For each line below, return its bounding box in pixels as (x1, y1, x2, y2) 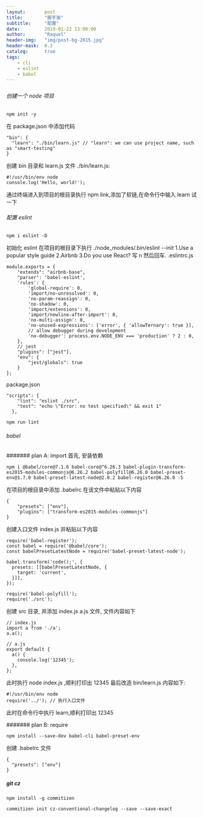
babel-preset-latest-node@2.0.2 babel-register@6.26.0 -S (33, 475, 184, 481)
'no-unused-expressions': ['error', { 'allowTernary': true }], (28, 323, 194, 329)
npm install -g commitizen (6, 795, 75, 801)
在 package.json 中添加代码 (6, 123, 75, 130)
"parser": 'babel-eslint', (17, 275, 86, 281)
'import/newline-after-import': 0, (28, 312, 119, 318)
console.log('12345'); (17, 657, 75, 663)
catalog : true (6, 49, 56, 55)
